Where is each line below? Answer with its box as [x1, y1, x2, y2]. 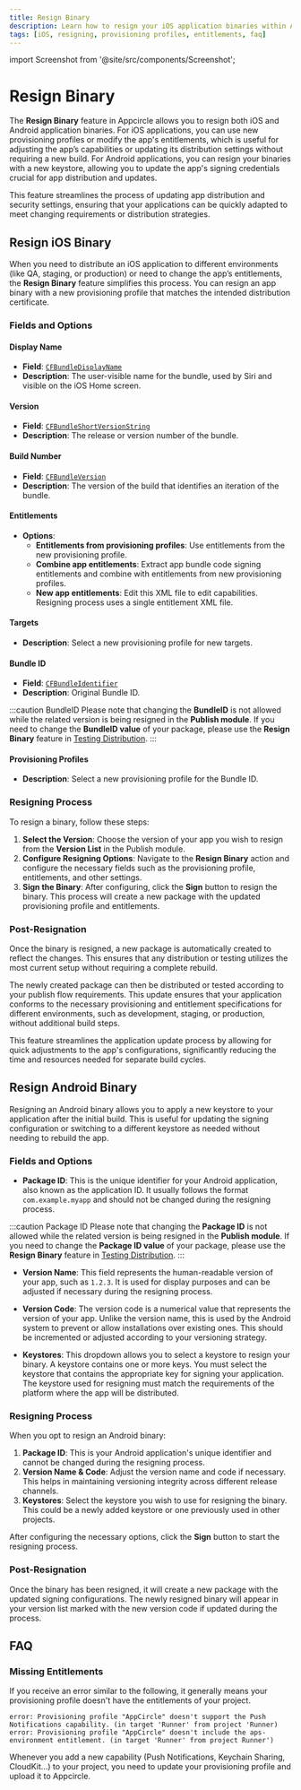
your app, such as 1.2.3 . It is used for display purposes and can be [21, 1276, 271, 1287]
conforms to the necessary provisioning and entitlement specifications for [9, 999, 282, 1009]
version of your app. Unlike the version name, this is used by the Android [21, 1313, 291, 1324]
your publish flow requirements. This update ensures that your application [9, 990, 282, 1000]
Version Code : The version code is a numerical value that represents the [21, 1303, 291, 1314]
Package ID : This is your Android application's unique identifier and [21, 1448, 271, 1458]
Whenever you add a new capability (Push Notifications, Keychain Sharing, [9, 1751, 286, 1762]
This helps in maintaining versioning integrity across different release [21, 1476, 278, 1487]
